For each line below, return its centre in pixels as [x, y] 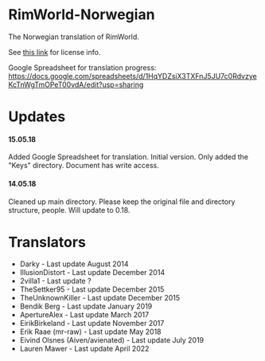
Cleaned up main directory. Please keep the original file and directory [122, 202]
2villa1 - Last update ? [55, 281]
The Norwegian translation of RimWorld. [74, 37]
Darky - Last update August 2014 [74, 264]
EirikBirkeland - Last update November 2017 [92, 324]
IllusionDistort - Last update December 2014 [92, 273]
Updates [37, 117]
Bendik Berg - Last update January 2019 [86, 306]
